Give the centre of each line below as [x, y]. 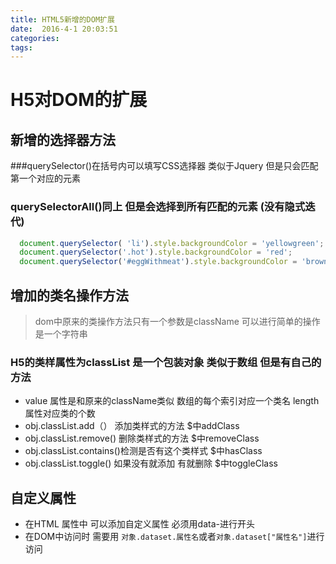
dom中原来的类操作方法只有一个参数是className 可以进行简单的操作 [177, 321]
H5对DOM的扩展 [79, 100]
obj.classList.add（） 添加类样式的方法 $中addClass [132, 426]
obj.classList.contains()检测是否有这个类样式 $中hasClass [143, 451]
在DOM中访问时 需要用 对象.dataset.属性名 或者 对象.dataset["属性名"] [166, 537]
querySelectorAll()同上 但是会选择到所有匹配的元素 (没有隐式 [158, 207]
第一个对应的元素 [45, 178]
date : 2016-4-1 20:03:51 [64, 29]
